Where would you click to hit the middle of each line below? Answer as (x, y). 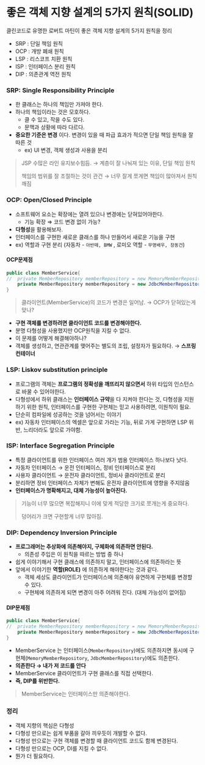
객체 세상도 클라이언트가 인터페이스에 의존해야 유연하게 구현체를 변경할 (108, 577)
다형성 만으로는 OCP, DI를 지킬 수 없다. (62, 749)
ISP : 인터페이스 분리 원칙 (45, 66)
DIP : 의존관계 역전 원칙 (43, 74)
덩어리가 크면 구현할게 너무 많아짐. (62, 516)
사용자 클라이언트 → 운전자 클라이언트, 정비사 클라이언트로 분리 (90, 475)
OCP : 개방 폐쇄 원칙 (39, 51)
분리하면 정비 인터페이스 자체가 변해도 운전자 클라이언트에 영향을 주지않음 (103, 482)
